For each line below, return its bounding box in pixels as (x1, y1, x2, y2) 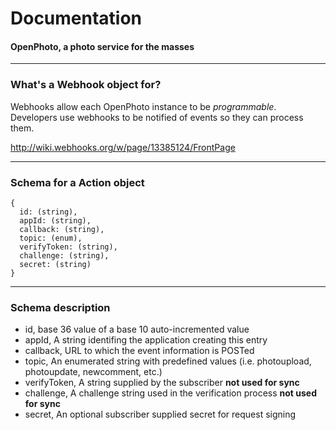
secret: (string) (19, 259, 92, 269)
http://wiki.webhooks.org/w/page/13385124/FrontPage (10, 141, 236, 153)
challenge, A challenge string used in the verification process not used (24, 387, 318, 399)
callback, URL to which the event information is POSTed (24, 345, 255, 357)
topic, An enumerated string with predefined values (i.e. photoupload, (24, 355, 312, 367)
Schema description (10, 300, 111, 314)
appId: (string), (19, 215, 92, 226)
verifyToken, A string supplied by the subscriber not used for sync (24, 377, 300, 389)
